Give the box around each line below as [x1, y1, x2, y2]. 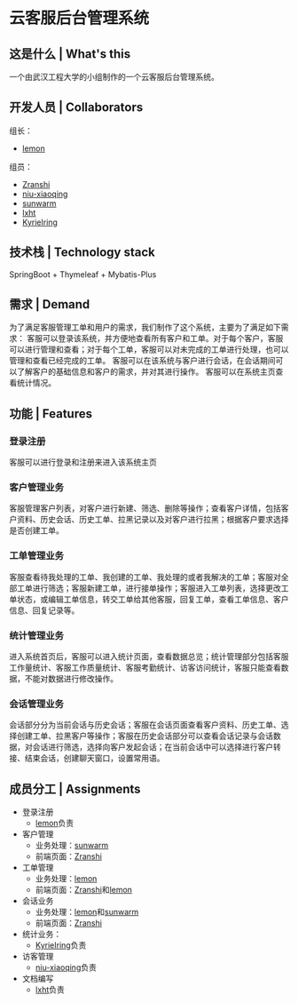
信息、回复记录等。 [9, 605, 80, 616]
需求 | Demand [9, 297, 90, 312]
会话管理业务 [9, 697, 65, 710]
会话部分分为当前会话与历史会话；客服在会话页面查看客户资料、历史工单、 [9, 720, 281, 730]
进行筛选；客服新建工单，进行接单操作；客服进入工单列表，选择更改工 [32, 583, 289, 593]
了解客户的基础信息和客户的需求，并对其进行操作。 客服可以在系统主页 [16, 366, 276, 378]
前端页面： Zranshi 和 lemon [35, 885, 133, 896]
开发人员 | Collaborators [9, 100, 144, 115]
